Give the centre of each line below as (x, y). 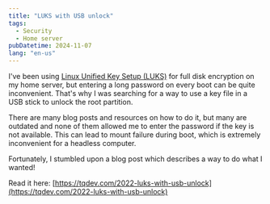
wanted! (22, 167)
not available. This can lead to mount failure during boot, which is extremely (135, 135)
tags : (17, 23)
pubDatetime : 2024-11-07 (50, 46)
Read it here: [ (32, 183)
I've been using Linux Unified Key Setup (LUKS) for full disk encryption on (131, 76)
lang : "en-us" (32, 53)
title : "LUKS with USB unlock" (61, 16)
